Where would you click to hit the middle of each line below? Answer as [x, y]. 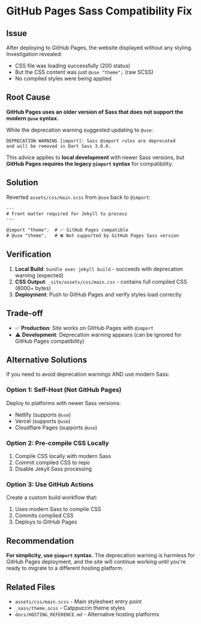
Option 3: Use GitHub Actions [50, 484]
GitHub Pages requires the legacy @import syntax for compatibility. [90, 164]
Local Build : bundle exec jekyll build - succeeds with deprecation [99, 269]
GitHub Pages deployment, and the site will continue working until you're [96, 562]
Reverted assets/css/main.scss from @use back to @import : [79, 197]
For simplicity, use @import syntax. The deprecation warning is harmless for [100, 555]
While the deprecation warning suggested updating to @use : [80, 130]
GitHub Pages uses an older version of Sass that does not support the [95, 112]
